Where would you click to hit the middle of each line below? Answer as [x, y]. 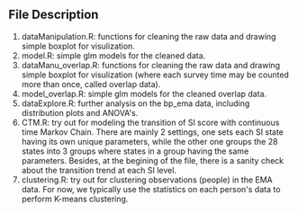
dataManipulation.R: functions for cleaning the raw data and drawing [149, 36]
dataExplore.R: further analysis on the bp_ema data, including [135, 103]
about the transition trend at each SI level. [99, 170]
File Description [54, 15]
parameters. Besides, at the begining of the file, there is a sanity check [153, 160]
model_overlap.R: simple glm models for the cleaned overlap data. [144, 93]
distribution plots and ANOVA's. [80, 112]
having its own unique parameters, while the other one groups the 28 [149, 141]
